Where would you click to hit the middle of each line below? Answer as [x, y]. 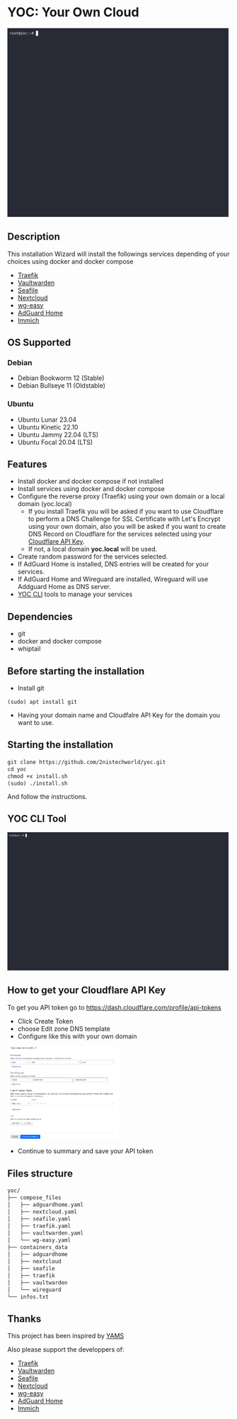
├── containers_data [38, 1247]
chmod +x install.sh [38, 776]
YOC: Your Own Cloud [73, 12]
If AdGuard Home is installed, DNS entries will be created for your [113, 564]
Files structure [40, 1173]
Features [27, 464]
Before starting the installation [76, 671]
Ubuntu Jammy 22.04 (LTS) [58, 434]
